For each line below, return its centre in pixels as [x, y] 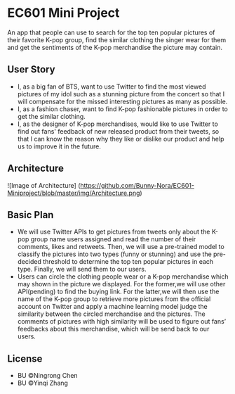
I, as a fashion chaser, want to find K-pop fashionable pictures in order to [122, 109]
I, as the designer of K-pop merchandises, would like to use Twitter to [118, 124]
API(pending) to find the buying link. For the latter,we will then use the [118, 292]
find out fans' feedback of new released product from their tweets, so [118, 131]
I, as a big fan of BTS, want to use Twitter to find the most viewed [112, 87]
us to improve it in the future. [59, 146]
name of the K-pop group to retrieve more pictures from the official [114, 299]
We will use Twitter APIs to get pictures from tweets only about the [114, 232]
